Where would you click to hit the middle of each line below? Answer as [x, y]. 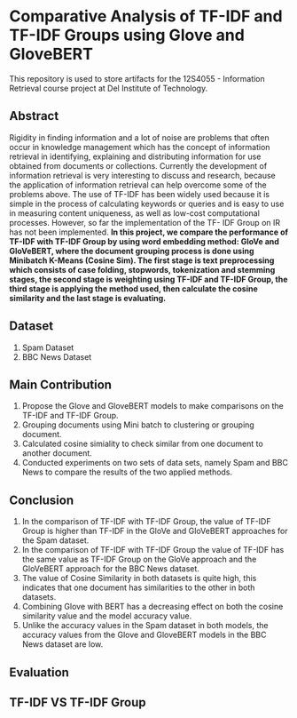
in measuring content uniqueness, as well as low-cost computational [134, 213]
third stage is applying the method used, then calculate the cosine [134, 288]
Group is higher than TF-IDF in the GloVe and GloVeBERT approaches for [155, 531]
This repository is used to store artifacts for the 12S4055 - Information [137, 78]
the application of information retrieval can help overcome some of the [138, 185]
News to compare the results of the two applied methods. [127, 472]
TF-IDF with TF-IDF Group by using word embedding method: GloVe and [144, 241]
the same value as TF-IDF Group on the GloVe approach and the [139, 559]
